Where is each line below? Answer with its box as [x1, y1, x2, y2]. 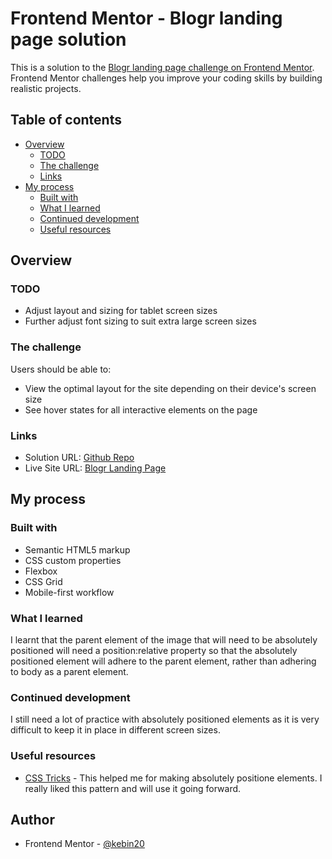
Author [10, 812, 55, 828]
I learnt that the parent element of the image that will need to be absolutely [10, 634, 318, 646]
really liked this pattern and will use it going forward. [24, 782, 242, 794]
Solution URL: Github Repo [24, 452, 135, 464]
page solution [10, 28, 127, 51]
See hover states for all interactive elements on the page [24, 403, 258, 416]
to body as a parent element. [10, 666, 129, 678]
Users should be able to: [10, 363, 112, 375]
